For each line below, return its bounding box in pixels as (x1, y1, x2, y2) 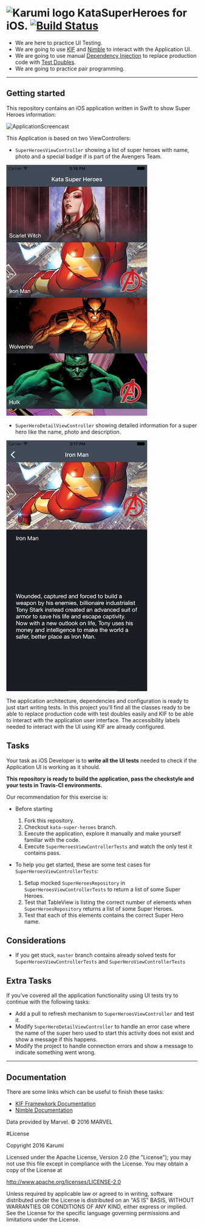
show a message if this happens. (15, 1036, 98, 1043)
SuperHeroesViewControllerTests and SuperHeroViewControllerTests (15, 958, 186, 965)
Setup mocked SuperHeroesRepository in (24, 879, 126, 886)
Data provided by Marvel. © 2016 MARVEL (6, 1119, 113, 1125)
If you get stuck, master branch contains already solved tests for (15, 951, 176, 959)
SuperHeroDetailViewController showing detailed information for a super (15, 421, 197, 429)
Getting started (6, 88, 66, 98)
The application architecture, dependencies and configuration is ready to (6, 697, 189, 705)
